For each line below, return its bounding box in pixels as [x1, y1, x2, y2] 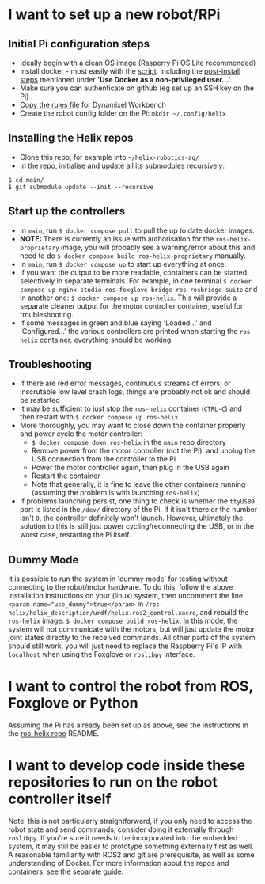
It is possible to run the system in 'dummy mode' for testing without [8, 574, 228, 583]
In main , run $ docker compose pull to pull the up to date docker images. [19, 226, 255, 235]
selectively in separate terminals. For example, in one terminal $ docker [19, 275, 252, 286]
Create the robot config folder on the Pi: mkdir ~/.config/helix [19, 108, 227, 118]
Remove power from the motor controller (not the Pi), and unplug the [31, 446, 256, 456]
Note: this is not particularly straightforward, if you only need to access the [8, 817, 252, 826]
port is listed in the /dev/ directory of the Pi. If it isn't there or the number [19, 505, 258, 514]
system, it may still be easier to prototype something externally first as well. [8, 841, 255, 852]
